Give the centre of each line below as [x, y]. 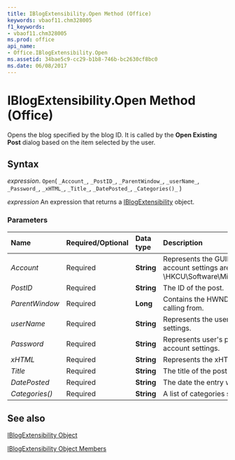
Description [183, 242]
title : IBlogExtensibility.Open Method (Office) [79, 14]
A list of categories [194, 393]
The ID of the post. [194, 288]
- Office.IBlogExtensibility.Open [58, 53]
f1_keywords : [26, 27]
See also [26, 418]
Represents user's [193, 339]
